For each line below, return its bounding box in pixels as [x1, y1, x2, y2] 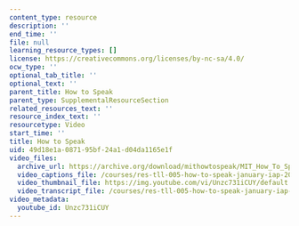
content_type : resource [9, 12, 98, 22]
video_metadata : [9, 195, 69, 205]
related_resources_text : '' [9, 104, 114, 113]
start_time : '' [9, 129, 66, 138]
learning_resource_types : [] [9, 46, 117, 55]
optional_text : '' [9, 79, 77, 88]
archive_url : [17, 162, 66, 171]
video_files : [9, 153, 58, 163]
